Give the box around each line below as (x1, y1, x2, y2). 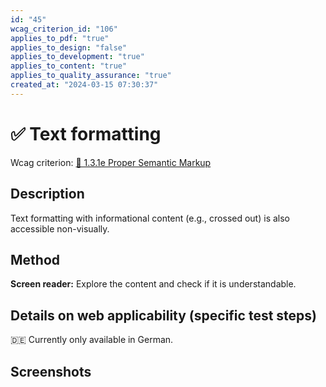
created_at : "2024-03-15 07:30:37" (10, 80, 159, 90)
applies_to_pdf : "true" (10, 33, 110, 43)
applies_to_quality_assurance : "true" (10, 71, 172, 81)
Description (10, 186, 85, 203)
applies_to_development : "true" (10, 52, 145, 62)
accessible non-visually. (10, 222, 110, 235)
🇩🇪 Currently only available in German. (10, 334, 174, 346)
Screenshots (10, 363, 92, 380)
